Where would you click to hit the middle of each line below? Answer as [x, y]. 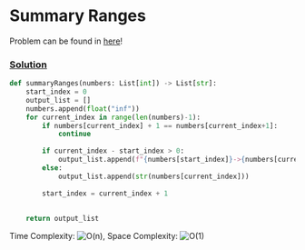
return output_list [63, 219]
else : [53, 168]
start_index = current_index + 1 [105, 193]
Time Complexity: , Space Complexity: [94, 236]
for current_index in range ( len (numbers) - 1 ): [113, 117]
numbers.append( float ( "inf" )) [83, 109]
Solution [29, 65]
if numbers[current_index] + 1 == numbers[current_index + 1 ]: [160, 125]
